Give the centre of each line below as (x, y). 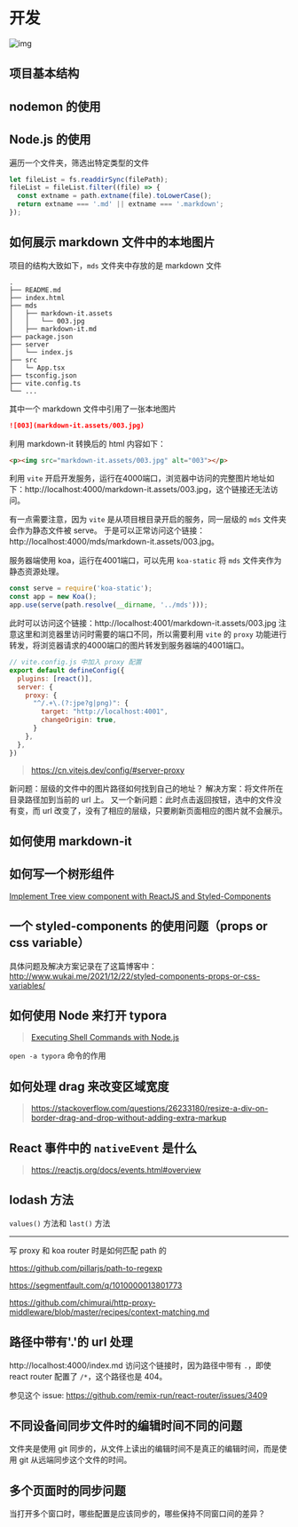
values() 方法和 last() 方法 (60, 1223)
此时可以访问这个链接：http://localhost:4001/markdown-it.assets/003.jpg (143, 624)
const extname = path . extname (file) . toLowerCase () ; (115, 196)
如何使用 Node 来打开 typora (88, 1015)
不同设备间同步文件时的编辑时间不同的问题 (125, 1426)
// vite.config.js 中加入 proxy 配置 (75, 663)
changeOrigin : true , (79, 720)
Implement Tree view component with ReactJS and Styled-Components (140, 896)
